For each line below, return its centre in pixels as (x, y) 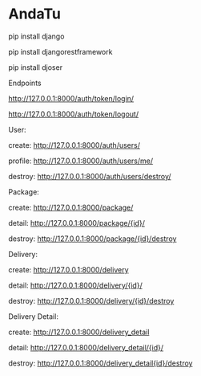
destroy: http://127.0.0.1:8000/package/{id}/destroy (92, 239)
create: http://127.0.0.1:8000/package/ (71, 207)
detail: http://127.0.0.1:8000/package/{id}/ (77, 223)
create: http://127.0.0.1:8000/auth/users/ (74, 145)
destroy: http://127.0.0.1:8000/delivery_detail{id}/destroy (100, 363)
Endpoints (25, 83)
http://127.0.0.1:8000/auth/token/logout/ (73, 114)
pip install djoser (35, 67)
